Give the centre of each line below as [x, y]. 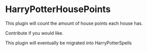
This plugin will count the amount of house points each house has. [74, 23]
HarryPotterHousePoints [58, 9]
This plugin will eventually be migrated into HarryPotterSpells [68, 43]
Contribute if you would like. [34, 33]
